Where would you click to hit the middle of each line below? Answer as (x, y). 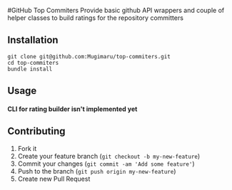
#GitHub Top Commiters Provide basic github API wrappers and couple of (116, 10)
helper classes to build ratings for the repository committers (96, 18)
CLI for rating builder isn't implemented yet (72, 109)
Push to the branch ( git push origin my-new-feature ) (97, 171)
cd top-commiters (33, 63)
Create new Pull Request (54, 179)
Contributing (36, 131)
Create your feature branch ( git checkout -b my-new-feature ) (109, 156)
